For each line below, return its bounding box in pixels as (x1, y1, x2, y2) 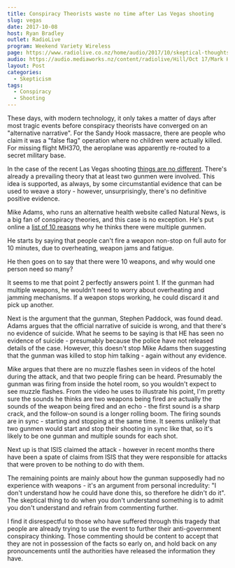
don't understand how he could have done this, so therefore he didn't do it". (7, 489, 226, 497)
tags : (7, 82, 23, 89)
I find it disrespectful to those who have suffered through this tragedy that (7, 517, 220, 525)
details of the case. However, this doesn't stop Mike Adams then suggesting (7, 344, 227, 352)
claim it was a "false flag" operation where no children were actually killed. (7, 136, 222, 144)
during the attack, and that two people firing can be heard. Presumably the (7, 372, 222, 381)
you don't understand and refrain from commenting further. (7, 504, 178, 511)
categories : (7, 69, 42, 76)
